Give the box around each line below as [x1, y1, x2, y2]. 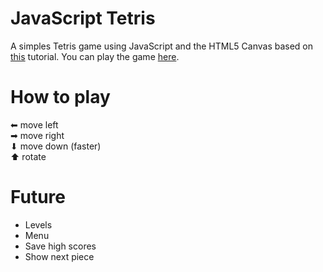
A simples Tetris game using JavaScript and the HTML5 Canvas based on [10, 40, 314, 52]
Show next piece [24, 250, 95, 262]
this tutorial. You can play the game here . [10, 50, 180, 62]
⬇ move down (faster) [10, 140, 102, 152]
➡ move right [10, 129, 65, 141]
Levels [24, 218, 53, 231]
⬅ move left [10, 118, 59, 131]
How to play [10, 86, 111, 109]
